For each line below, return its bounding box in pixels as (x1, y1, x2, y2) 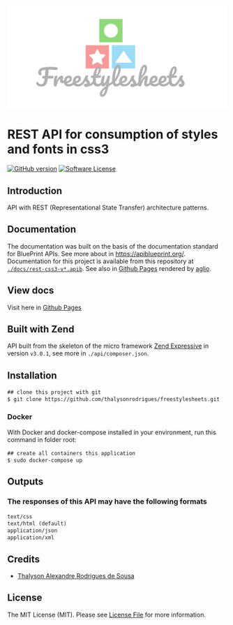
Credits (7, 553, 40, 565)
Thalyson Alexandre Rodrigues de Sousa (17, 572, 135, 580)
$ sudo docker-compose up (7, 457, 82, 464)
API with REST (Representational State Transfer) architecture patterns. (7, 203, 209, 212)
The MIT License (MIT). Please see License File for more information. (7, 610, 206, 619)
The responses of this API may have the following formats (7, 497, 208, 506)
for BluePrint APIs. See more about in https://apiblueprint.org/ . (7, 249, 186, 258)
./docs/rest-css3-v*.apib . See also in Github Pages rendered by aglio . (7, 264, 211, 272)
